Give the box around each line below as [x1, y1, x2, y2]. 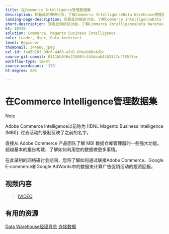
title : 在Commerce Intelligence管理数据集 [5, 7, 91, 13]
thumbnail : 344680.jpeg [5, 45, 55, 50]
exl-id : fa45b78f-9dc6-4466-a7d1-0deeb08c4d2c [5, 49, 105, 54]
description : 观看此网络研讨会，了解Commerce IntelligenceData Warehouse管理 [5, 12, 162, 17]
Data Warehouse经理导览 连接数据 [5, 223, 76, 229]
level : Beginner [5, 40, 39, 45]
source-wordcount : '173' [5, 63, 57, 68]
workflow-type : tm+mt [5, 59, 51, 64]
